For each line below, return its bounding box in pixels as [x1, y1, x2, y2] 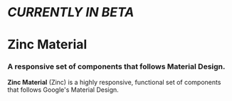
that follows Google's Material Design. [7, 85, 119, 94]
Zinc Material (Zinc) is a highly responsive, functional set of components [7, 78, 221, 86]
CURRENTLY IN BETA [7, 4, 135, 20]
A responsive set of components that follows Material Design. [7, 61, 226, 71]
